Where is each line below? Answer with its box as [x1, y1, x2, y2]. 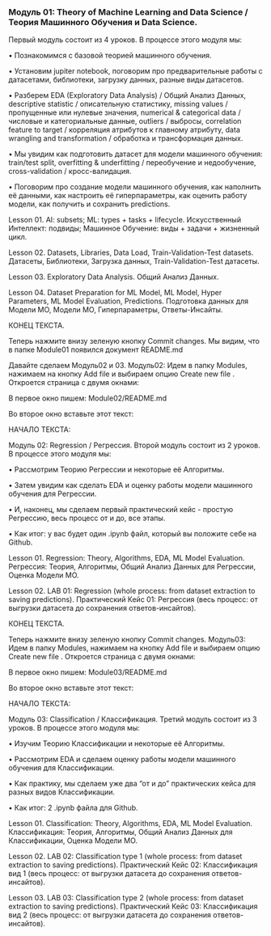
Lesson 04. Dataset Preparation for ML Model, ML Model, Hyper [8, 288, 222, 298]
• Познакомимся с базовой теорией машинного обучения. [8, 51, 212, 61]
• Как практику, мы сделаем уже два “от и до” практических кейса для [8, 779, 256, 789]
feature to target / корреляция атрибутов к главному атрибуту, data [8, 125, 240, 135]
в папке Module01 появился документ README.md [8, 345, 184, 354]
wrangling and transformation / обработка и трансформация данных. [8, 133, 243, 143]
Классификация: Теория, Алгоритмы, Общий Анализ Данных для [8, 828, 233, 837]
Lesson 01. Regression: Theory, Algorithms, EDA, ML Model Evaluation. [8, 553, 245, 563]
